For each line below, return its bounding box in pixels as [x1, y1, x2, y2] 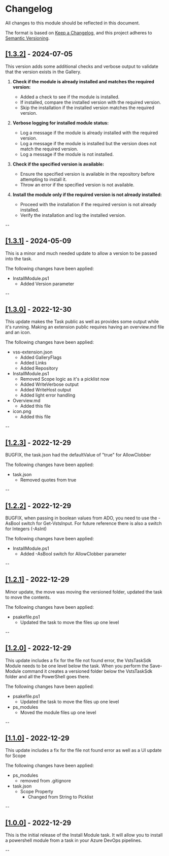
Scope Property [20, 788, 53, 795]
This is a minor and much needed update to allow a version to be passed [5, 250, 157, 256]
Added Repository [20, 365, 58, 371]
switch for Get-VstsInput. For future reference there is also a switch [21, 520, 162, 526]
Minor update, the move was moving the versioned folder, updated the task [5, 588, 162, 595]
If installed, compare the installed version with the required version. [20, 99, 161, 105]
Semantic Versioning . [5, 35, 50, 41]
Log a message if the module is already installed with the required [20, 129, 158, 136]
